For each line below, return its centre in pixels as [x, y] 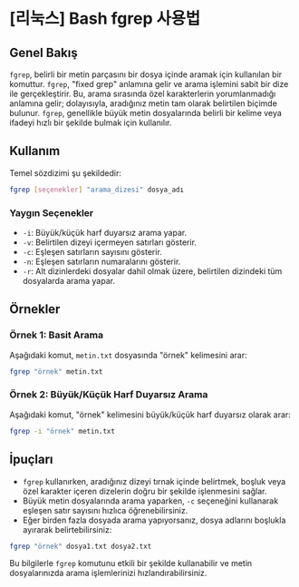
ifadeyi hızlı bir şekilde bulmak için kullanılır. [91, 122]
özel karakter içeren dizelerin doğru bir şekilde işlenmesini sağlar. [145, 491]
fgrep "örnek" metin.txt [56, 372]
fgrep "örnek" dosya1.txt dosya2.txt [81, 546]
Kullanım [35, 151]
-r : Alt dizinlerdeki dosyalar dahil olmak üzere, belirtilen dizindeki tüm [152, 271]
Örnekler [35, 309]
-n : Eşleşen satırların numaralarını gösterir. [101, 261]
